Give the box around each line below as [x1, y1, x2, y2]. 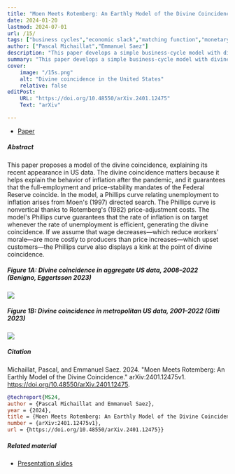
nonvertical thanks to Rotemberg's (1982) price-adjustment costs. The [7, 205, 210, 214]
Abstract [7, 143, 34, 151]
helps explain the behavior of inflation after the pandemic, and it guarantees [7, 175, 226, 184]
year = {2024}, [7, 407, 52, 414]
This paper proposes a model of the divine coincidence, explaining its [7, 161, 208, 169]
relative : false [20, 82, 68, 89]
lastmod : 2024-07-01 [7, 23, 68, 30]
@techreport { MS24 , [7, 393, 61, 400]
